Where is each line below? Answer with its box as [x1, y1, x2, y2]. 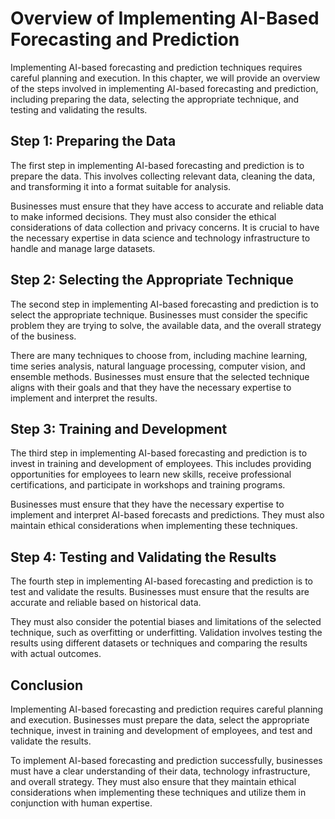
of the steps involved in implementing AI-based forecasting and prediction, [10, 82, 319, 94]
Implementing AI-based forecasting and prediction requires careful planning [10, 703, 324, 715]
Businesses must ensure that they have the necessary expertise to [10, 498, 285, 511]
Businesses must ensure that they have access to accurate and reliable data [10, 200, 324, 212]
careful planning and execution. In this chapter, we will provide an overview [10, 72, 321, 84]
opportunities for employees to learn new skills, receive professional [10, 468, 292, 481]
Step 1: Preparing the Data [10, 133, 177, 150]
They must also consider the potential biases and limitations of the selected [10, 616, 322, 628]
